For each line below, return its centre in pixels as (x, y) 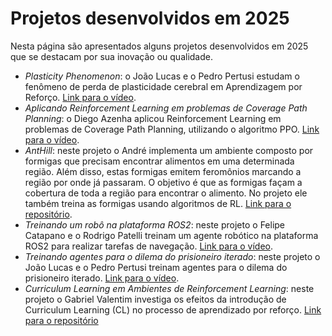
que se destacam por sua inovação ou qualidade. (111, 56)
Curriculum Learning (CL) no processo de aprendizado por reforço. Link (173, 309)
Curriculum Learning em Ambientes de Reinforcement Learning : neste (169, 288)
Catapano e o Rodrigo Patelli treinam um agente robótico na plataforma (171, 235)
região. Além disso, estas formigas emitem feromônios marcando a (163, 171)
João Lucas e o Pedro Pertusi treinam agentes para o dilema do (156, 267)
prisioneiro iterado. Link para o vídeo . (102, 278)
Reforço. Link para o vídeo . (80, 97)
